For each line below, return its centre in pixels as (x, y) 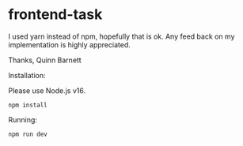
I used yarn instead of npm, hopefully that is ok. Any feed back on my (121, 36)
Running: (23, 119)
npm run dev (28, 134)
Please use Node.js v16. (47, 90)
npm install (28, 105)
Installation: (27, 75)
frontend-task (55, 15)
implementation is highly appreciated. (69, 44)
